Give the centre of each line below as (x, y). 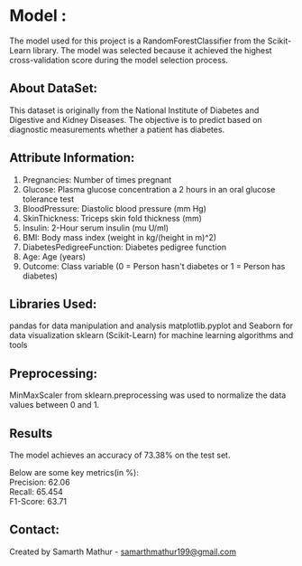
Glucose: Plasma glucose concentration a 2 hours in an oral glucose (149, 189)
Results (31, 434)
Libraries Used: (53, 304)
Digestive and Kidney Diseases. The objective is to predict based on (136, 119)
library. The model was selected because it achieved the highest (152, 50)
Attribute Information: (72, 158)
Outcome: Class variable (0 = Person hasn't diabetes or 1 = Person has (154, 266)
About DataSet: (53, 88)
